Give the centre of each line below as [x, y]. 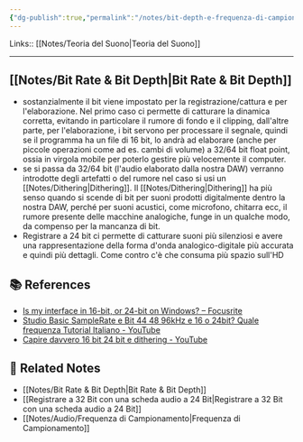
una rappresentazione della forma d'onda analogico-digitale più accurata [158, 245]
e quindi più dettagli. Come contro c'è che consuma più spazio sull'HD [153, 255]
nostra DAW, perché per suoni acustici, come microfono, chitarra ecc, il [155, 207]
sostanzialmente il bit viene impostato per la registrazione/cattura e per [155, 102]
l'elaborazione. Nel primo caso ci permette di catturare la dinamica [146, 111]
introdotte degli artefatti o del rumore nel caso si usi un [124, 179]
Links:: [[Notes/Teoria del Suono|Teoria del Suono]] [105, 43]
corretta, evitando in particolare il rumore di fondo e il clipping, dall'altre [156, 121]
